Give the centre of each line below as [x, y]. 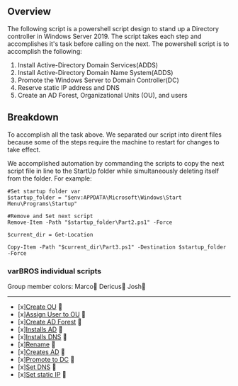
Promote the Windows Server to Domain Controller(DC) [98, 80]
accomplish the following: [45, 51]
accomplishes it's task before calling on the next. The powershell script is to [118, 44]
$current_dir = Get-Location [50, 234]
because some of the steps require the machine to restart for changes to [113, 142]
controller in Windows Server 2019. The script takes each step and [104, 36]
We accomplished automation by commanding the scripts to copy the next [116, 163]
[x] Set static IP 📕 [42, 374]
